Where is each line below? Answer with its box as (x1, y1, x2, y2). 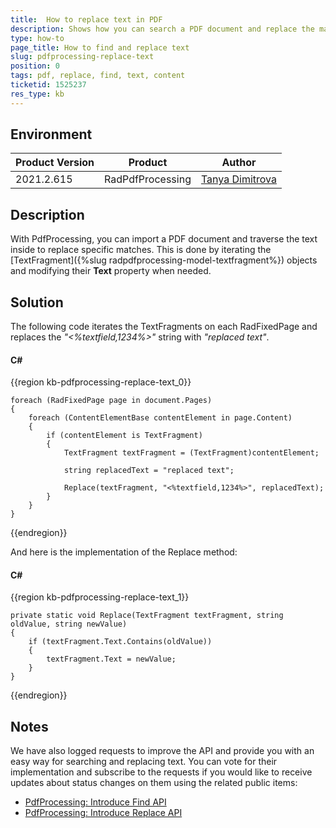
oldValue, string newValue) (10, 619, 128, 630)
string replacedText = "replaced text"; (63, 466, 235, 476)
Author (221, 156, 257, 170)
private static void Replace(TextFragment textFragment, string (10, 611, 284, 621)
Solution (10, 294, 64, 311)
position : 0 (10, 61, 60, 71)
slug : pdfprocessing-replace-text (10, 52, 155, 62)
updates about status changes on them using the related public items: (10, 777, 298, 789)
